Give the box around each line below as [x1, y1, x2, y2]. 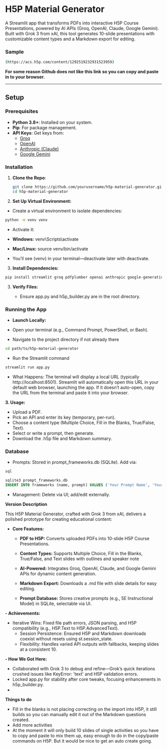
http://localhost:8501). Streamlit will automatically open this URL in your [12, 379, 159, 385]
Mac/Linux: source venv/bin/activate [12, 246, 88, 252]
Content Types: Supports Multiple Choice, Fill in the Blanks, [19, 550, 143, 556]
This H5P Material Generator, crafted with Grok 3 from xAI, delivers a [5, 511, 146, 517]
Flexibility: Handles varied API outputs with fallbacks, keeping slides [19, 641, 159, 647]
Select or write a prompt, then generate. [12, 430, 94, 436]
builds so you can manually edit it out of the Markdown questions [12, 711, 147, 717]
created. [12, 717, 30, 723]
